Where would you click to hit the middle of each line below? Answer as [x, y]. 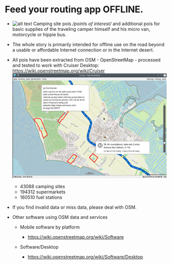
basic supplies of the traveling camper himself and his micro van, [81, 29]
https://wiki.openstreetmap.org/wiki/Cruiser [59, 71]
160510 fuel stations [41, 197]
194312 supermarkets [43, 192]
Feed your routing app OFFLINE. [74, 9]
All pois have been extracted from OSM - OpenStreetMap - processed [86, 59]
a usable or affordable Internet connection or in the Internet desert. [83, 50]
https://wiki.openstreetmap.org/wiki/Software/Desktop [85, 257]
